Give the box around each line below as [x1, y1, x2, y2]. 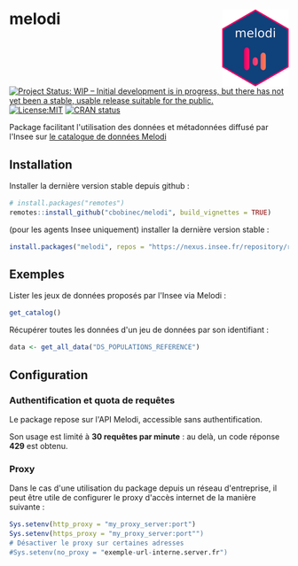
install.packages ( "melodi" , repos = [9, 242, 145, 252]
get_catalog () [9, 308, 62, 318]
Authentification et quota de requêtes [9, 394, 176, 407]
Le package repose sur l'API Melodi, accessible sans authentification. [9, 414, 263, 424]
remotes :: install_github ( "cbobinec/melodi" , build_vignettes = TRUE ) [9, 208, 272, 217]
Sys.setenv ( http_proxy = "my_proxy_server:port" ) [9, 520, 197, 529]
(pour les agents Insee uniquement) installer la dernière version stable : [9, 224, 270, 235]
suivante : [9, 501, 45, 513]
